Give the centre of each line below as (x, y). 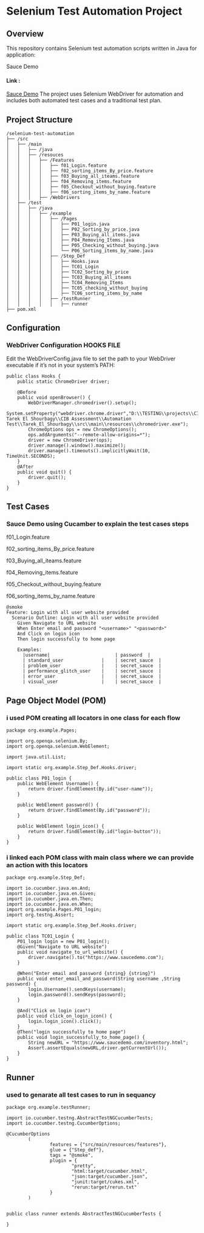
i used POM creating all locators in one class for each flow (93, 718)
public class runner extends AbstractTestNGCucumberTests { (84, 1214)
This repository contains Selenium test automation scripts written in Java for (102, 48)
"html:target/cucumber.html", (110, 1172)
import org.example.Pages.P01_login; (54, 910)
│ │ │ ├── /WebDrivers (43, 198)
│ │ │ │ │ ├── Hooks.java (53, 262)
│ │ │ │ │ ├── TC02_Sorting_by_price (68, 272)
